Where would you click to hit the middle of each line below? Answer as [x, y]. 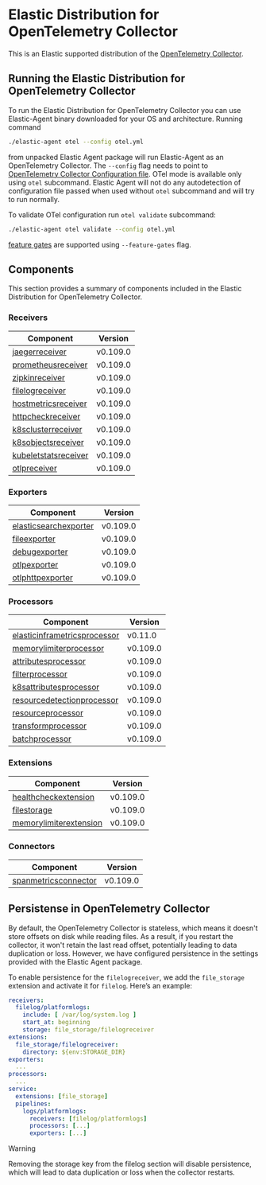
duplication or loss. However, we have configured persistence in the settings [133, 953]
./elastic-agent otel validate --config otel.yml [92, 229]
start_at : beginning [56, 1023]
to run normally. [34, 199]
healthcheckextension [54, 797]
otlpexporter [35, 564]
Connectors [32, 847]
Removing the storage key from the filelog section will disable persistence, [130, 1164]
